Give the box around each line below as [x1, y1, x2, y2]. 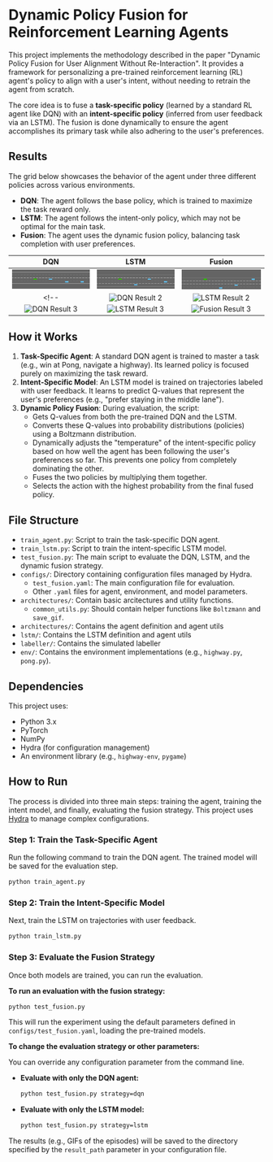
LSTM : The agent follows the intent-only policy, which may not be [19, 213, 241, 223]
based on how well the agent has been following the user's [32, 446, 230, 456]
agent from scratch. [8, 84, 75, 94]
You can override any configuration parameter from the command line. [8, 1057, 245, 1067]
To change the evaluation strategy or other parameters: [8, 1042, 200, 1051]
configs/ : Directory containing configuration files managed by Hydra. [19, 569, 253, 579]
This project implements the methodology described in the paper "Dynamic [8, 50, 261, 59]
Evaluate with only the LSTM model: [19, 1104, 145, 1115]
